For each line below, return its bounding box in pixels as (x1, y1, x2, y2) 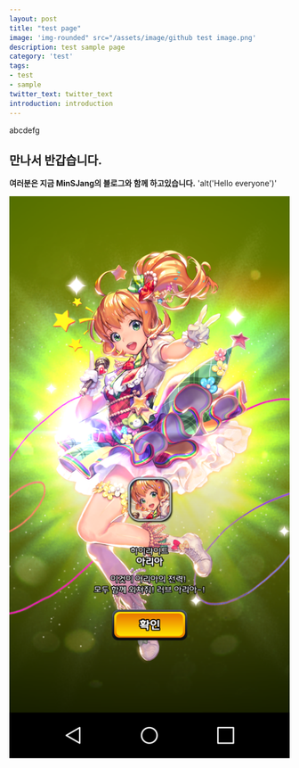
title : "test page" (9, 23, 82, 33)
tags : (9, 62, 29, 70)
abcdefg (9, 125, 40, 136)
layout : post (9, 14, 58, 23)
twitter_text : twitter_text (9, 89, 114, 98)
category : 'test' (9, 52, 74, 62)
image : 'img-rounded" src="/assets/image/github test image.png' (9, 33, 256, 42)
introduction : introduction (9, 99, 114, 108)
